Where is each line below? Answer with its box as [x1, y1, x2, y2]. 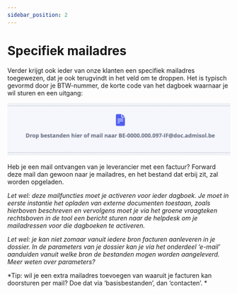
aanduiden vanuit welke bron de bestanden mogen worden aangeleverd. [7, 249, 220, 258]
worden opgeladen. [7, 177, 64, 186]
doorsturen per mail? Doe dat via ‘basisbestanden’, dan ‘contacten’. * [7, 278, 207, 287]
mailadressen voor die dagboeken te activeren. [7, 221, 146, 230]
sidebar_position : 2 [7, 11, 69, 18]
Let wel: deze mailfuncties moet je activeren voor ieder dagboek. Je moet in [7, 191, 229, 199]
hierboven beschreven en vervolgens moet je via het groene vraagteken [7, 206, 218, 215]
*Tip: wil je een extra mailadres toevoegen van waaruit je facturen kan [7, 271, 212, 279]
